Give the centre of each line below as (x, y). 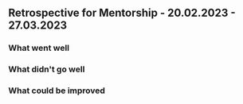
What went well (39, 48)
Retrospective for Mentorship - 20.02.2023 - (122, 13)
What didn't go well (47, 69)
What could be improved (57, 91)
